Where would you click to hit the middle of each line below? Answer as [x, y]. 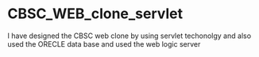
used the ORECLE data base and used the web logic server [104, 44]
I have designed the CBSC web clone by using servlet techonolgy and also [129, 36]
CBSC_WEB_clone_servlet [95, 14]
